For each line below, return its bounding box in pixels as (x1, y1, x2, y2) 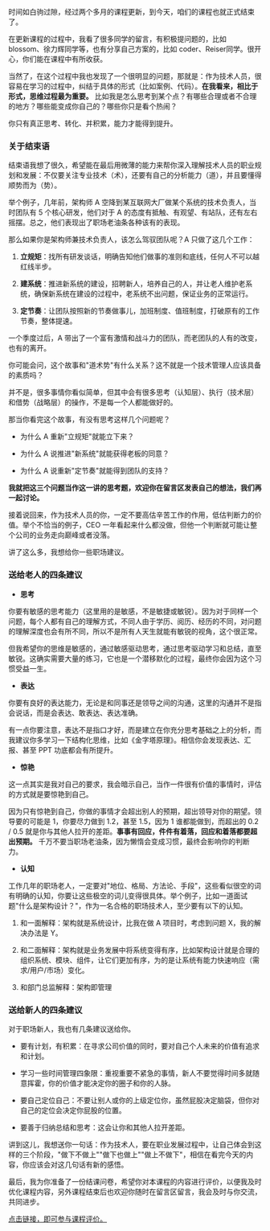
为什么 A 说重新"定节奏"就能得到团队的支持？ (19, 466, 170, 476)
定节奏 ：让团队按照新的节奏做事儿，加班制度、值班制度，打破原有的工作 (19, 306, 260, 316)
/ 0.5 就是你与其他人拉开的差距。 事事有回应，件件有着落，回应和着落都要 (8, 827, 251, 836)
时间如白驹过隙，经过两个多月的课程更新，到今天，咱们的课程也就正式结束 (8, 7, 255, 16)
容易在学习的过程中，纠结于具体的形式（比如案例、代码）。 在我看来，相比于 (8, 81, 259, 91)
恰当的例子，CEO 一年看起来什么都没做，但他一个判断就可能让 (43, 520, 251, 530)
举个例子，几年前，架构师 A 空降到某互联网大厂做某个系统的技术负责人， (8, 198, 250, 207)
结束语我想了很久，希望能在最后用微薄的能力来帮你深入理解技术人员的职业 (8, 160, 255, 170)
